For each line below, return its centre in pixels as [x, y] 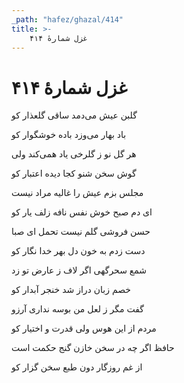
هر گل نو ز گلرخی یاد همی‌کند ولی [74, 154]
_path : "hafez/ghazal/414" [67, 19]
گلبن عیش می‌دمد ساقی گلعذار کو [74, 115]
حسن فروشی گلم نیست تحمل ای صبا [81, 232]
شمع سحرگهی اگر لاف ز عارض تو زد [79, 270]
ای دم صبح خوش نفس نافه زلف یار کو [82, 212]
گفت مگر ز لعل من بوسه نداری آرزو [77, 309]
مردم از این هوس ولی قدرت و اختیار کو [84, 328]
